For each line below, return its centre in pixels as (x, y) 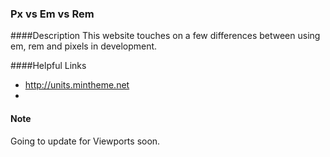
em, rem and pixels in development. (84, 46)
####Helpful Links (48, 66)
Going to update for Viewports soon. (85, 141)
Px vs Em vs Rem (52, 14)
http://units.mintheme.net (77, 85)
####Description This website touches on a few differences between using (165, 36)
